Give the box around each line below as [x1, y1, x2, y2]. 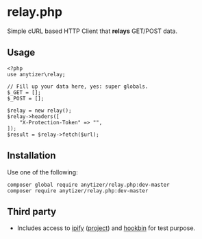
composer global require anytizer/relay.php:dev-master [7, 181, 170, 188]
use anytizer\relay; [7, 71, 66, 78]
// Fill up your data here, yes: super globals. [7, 83, 149, 90]
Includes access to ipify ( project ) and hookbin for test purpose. [16, 224, 196, 232]
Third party [7, 205, 57, 217]
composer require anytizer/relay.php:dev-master [7, 187, 149, 194]
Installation [7, 150, 56, 161]
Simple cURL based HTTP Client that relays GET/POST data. [7, 27, 178, 35]
